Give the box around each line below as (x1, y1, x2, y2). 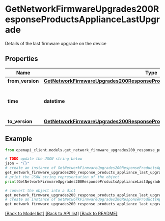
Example (5, 135, 32, 143)
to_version (7, 118, 33, 124)
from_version (7, 77, 39, 84)
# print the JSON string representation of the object (5, 174, 120, 179)
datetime (43, 98, 65, 104)
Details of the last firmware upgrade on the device (5, 40, 107, 46)
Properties (5, 55, 38, 63)
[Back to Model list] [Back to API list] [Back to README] (5, 211, 118, 217)
